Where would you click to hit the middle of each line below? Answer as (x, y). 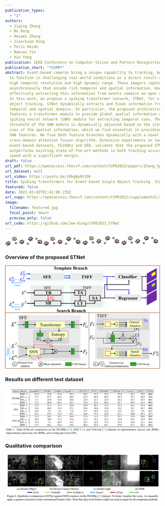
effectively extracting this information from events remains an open (83, 94)
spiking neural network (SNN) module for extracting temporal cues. (81, 120)
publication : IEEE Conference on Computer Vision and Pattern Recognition (83, 62)
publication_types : (25, 10)
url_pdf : (14, 166)
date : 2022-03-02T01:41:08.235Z (38, 192)
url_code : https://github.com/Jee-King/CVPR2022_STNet (62, 223)
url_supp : (15, 197)
